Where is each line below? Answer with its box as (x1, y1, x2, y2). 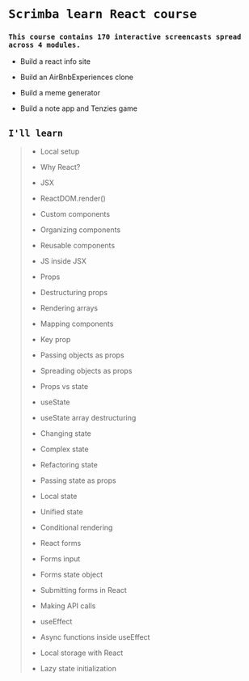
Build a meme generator (19, 88, 101, 98)
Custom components (40, 209, 111, 219)
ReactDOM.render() (40, 193, 107, 204)
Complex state (40, 444, 89, 455)
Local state (40, 492, 78, 501)
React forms (40, 539, 82, 548)
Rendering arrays (40, 303, 99, 313)
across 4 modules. (8, 40, 81, 50)
